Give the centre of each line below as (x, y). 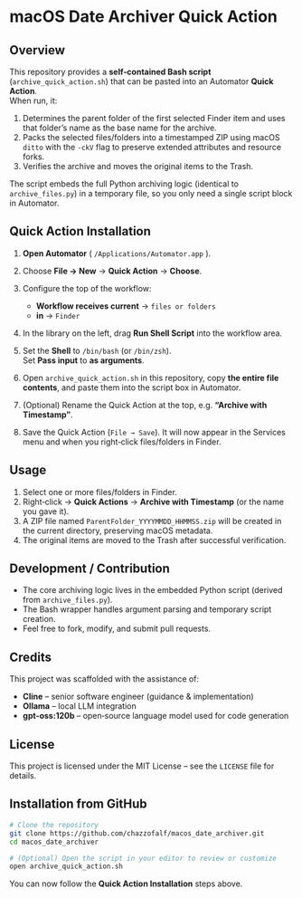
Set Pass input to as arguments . (83, 360)
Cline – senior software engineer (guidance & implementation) (138, 697)
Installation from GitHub (78, 804)
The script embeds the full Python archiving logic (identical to (124, 184)
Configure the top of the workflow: (87, 288)
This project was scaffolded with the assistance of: (104, 679)
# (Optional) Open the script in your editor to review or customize (143, 858)
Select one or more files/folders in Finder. (100, 492)
